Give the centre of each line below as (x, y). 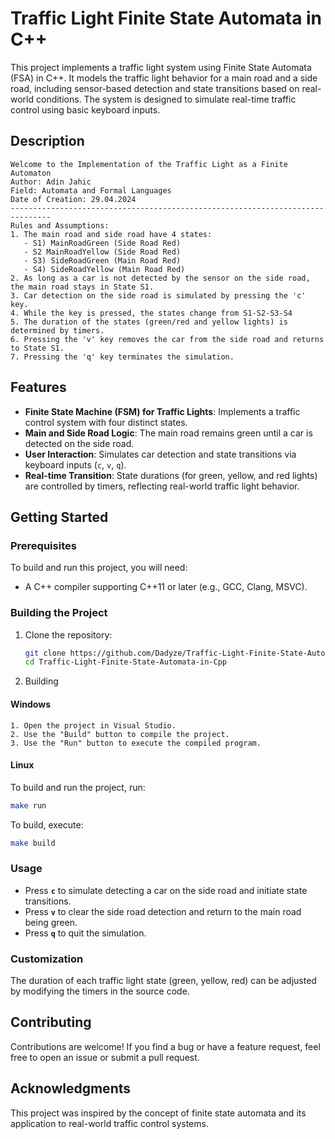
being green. (51, 922)
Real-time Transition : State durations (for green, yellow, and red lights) (171, 475)
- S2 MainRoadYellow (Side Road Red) (102, 252)
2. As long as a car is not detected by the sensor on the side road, (160, 278)
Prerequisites (43, 545)
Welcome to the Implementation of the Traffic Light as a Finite (149, 164)
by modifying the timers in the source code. (100, 991)
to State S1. (37, 348)
